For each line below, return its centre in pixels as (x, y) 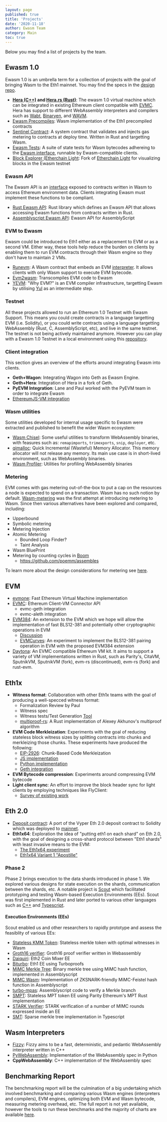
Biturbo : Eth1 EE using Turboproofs (48, 964)
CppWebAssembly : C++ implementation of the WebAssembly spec (82, 1061)
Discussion (31, 635)
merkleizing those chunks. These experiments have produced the (80, 743)
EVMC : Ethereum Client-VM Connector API (56, 603)
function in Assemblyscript (40, 985)
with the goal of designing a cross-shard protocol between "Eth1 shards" (87, 839)
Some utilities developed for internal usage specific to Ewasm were (74, 422)
